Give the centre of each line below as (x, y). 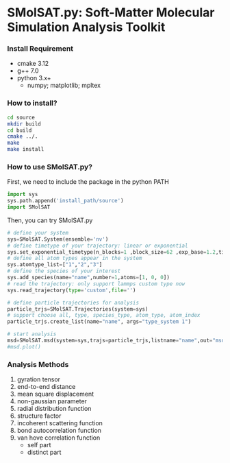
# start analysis (32, 334)
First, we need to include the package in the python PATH (88, 182)
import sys (23, 194)
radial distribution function (54, 409)
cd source (21, 117)
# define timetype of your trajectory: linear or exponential (98, 246)
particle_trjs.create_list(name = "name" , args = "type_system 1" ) (99, 322)
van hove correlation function (59, 438)
